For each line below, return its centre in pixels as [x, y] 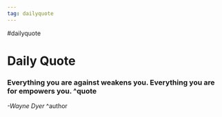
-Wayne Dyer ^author [37, 106]
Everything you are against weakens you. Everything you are [111, 82]
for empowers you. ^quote [52, 91]
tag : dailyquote [30, 13]
